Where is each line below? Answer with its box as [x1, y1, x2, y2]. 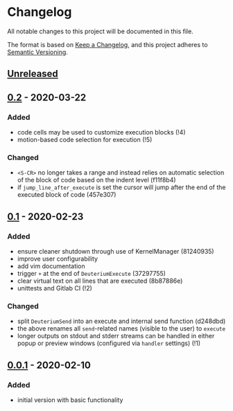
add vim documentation [17, 262, 85, 270]
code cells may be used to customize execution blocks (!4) [17, 128, 186, 137]
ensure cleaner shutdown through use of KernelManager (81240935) [17, 247, 214, 255]
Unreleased [7, 68, 59, 80]
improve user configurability [17, 254, 98, 263]
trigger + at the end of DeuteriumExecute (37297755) [17, 270, 166, 277]
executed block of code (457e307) [17, 191, 116, 199]
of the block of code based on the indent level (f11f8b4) [17, 176, 176, 184]
